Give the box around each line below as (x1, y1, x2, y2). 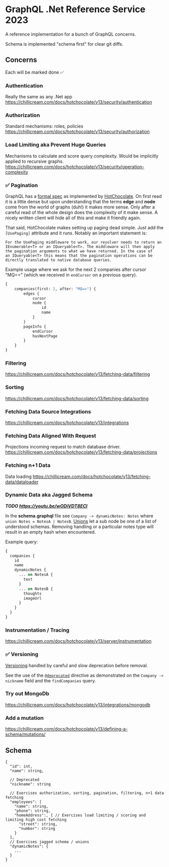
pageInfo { (23, 324, 47, 329)
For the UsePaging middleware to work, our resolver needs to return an (5, 239, 162, 245)
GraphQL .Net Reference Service (5, 4, 146, 15)
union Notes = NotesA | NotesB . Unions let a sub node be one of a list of (5, 518, 157, 524)
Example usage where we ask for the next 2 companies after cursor (5, 266, 147, 272)
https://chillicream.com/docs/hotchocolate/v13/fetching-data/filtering (5, 371, 150, 377)
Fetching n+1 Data (5, 462, 51, 469)
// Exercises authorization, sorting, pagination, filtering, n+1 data (10, 790, 164, 795)
